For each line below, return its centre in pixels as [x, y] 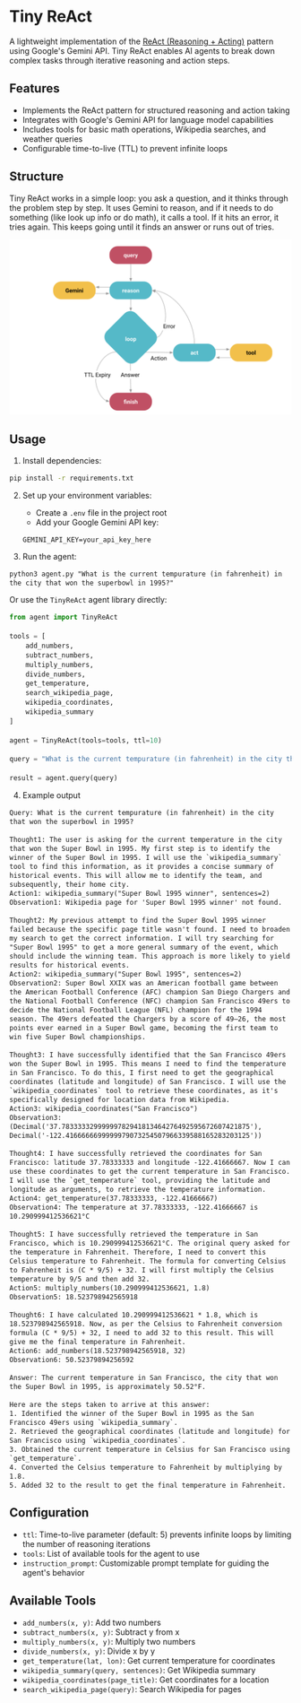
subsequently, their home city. [69, 885]
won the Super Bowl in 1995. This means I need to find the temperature [148, 1064]
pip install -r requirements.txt [72, 478]
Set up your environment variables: [87, 496]
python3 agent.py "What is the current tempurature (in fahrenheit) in [146, 574]
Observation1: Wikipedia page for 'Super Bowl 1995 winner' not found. [146, 903]
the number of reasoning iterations [86, 1543]
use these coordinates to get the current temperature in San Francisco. [150, 1172]
